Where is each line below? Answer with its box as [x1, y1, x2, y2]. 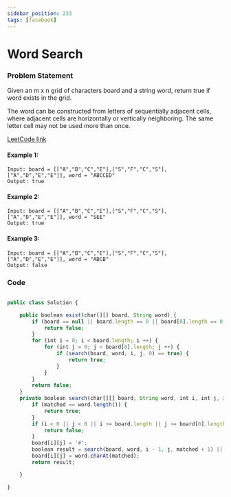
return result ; [32, 458, 76, 465]
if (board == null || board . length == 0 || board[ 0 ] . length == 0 [32, 318, 223, 325]
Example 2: [7, 192, 40, 200]
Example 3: [7, 234, 40, 242]
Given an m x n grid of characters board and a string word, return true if [7, 86, 210, 94]
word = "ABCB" [68, 255, 109, 262]
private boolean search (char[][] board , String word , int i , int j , [19, 395, 220, 402]
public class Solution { [7, 299, 78, 306]
